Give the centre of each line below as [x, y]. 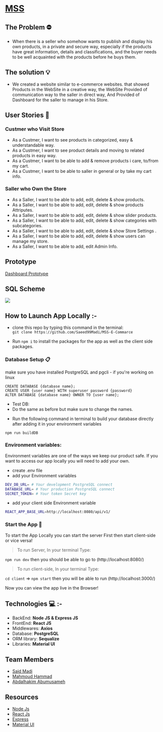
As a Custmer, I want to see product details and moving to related [78, 150]
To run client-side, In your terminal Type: [58, 569]
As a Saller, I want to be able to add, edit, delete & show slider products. [85, 215]
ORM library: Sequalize [36, 639]
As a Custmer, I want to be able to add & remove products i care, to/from [85, 161]
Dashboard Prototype [27, 273]
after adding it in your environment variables [57, 424]
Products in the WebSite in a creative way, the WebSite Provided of [80, 89]
